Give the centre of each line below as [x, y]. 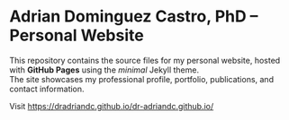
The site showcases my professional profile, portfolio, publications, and [142, 79]
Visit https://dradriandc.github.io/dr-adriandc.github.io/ [112, 106]
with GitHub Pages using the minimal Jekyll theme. [104, 70]
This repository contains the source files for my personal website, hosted [145, 60]
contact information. [47, 89]
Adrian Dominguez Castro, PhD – [134, 17]
